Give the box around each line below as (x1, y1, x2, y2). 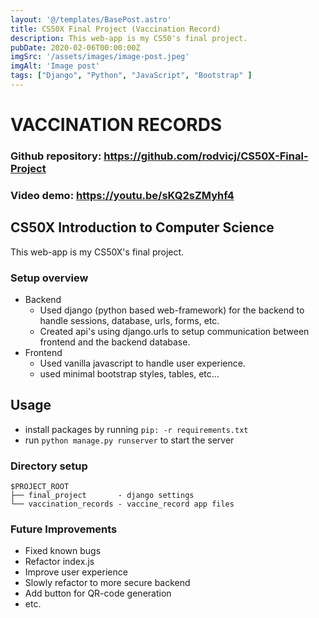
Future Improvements (10, 522, 118, 536)
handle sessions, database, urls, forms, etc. (39, 315, 220, 327)
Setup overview (10, 271, 89, 285)
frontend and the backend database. (39, 336, 191, 348)
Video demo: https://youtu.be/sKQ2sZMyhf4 (10, 188, 235, 202)
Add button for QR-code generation (24, 587, 172, 600)
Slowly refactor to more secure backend (24, 577, 191, 589)
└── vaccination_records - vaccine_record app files (10, 499, 235, 510)
